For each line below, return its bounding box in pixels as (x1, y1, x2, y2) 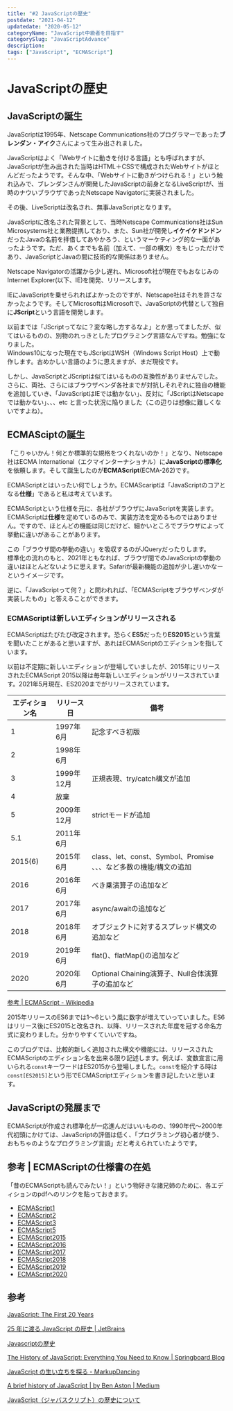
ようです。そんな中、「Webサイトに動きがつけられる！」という (37, 171, 217, 179)
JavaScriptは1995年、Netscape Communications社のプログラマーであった (7, 130, 220, 139)
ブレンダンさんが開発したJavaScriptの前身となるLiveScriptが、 (37, 180, 218, 188)
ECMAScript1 (17, 1204, 55, 1212)
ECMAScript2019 (17, 1263, 67, 1271)
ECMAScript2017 (17, 1247, 66, 1256)
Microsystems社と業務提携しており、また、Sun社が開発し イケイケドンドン (7, 226, 222, 234)
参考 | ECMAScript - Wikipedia (7, 998, 94, 1006)
